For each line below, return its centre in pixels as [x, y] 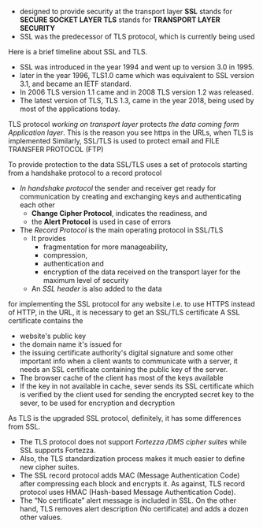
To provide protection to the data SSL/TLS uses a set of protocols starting [128, 164]
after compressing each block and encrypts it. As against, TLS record [132, 483]
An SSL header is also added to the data [97, 288]
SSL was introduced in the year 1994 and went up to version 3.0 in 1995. [137, 67]
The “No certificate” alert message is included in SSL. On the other [128, 500]
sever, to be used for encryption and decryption [97, 403]
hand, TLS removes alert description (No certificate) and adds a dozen [134, 509]
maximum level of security [86, 280]
